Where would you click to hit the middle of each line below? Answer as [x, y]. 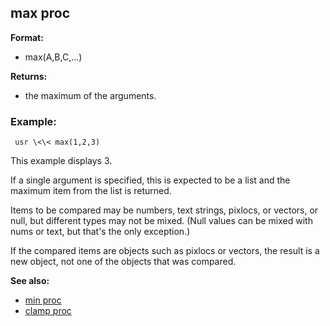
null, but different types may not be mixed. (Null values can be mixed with [161, 221]
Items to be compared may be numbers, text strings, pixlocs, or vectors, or [164, 210]
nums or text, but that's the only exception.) [100, 232]
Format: [27, 37]
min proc [43, 300]
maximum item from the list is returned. [91, 191]
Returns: [29, 76]
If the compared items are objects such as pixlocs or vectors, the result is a [165, 251]
